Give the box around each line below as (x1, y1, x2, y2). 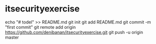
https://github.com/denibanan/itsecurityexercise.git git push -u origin (5, 29, 143, 35)
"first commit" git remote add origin (5, 24, 76, 30)
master (5, 34, 19, 40)
